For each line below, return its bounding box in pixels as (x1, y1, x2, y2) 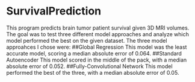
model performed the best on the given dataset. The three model (6, 37, 167, 44)
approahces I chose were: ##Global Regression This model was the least (6, 43, 187, 51)
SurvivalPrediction (6, 4, 102, 18)
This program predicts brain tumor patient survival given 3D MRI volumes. (6, 24, 190, 31)
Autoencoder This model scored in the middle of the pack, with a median (6, 56, 187, 63)
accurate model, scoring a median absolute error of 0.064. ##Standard (6, 49, 182, 57)
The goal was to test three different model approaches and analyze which (6, 30, 190, 37)
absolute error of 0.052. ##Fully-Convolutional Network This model (6, 62, 173, 70)
